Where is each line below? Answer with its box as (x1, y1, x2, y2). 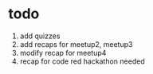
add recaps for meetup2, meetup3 (19, 39, 133, 49)
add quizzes (19, 31, 61, 41)
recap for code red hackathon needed (19, 56, 145, 66)
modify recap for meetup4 (19, 48, 107, 57)
